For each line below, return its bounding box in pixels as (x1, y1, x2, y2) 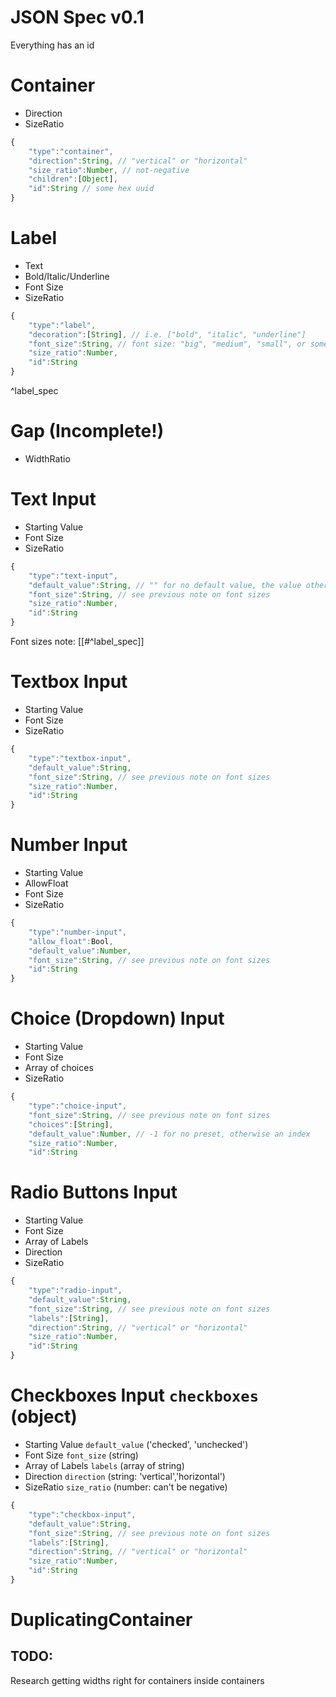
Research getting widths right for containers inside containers (10, 1674, 265, 1686)
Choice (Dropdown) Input (10, 1007, 225, 1030)
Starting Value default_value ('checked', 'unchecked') (24, 1439, 249, 1450)
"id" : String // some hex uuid (28, 184, 155, 194)
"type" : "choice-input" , (28, 1101, 128, 1111)
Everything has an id (10, 39, 95, 51)
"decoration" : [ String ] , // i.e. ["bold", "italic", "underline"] (28, 329, 307, 340)
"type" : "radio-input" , (28, 1286, 123, 1296)
